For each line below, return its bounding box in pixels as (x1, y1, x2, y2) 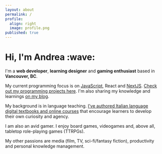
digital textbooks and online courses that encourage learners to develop (5, 108, 152, 114)
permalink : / (5, 12, 32, 17)
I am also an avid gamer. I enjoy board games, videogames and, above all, (5, 123, 156, 129)
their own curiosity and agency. (5, 113, 69, 119)
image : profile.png (9, 26, 50, 31)
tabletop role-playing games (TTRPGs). (5, 128, 85, 134)
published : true (5, 30, 39, 35)
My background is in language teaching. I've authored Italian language (5, 103, 148, 109)
